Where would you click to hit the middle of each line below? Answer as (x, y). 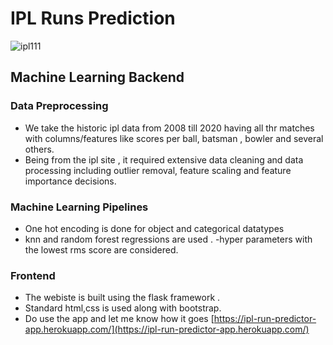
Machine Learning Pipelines (79, 207)
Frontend (33, 275)
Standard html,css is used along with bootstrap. (123, 308)
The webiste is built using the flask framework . (122, 298)
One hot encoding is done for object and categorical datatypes (154, 228)
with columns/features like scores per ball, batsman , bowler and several (174, 138)
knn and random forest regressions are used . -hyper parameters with (168, 239)
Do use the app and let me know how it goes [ (119, 319)
